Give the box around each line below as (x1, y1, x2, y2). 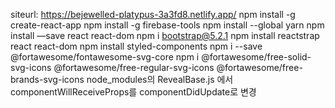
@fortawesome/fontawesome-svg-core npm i (10, 51, 200, 63)
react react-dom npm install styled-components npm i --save (10, 40, 263, 52)
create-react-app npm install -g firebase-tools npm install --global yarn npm (10, 19, 325, 31)
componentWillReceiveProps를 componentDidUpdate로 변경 (10, 86, 257, 98)
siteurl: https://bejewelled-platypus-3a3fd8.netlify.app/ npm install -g (10, 9, 296, 20)
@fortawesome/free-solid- (201, 51, 312, 63)
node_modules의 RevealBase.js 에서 (86, 74, 234, 85)
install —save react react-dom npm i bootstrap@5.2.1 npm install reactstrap (10, 30, 320, 41)
